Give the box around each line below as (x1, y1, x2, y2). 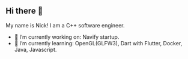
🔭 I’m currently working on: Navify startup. (14, 33, 120, 41)
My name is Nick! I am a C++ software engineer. (5, 21, 125, 29)
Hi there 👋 (5, 6, 43, 16)
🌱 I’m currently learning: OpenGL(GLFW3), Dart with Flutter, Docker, (14, 39, 183, 46)
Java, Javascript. (14, 46, 57, 53)
